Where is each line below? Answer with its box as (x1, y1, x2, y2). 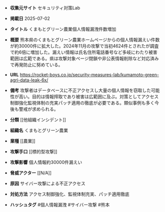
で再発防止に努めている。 (9, 62, 63, 67)
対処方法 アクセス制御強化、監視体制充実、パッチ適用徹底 (9, 191, 130, 197)
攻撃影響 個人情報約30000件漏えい (9, 159, 82, 165)
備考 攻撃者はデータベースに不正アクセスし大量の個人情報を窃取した (9, 87, 151, 93)
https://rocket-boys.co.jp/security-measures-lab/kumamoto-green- (19, 72, 159, 77)
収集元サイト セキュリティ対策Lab (9, 5, 80, 10)
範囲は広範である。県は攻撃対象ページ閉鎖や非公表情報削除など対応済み (9, 55, 159, 61)
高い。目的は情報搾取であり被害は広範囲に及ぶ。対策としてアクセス (18, 93, 159, 99)
